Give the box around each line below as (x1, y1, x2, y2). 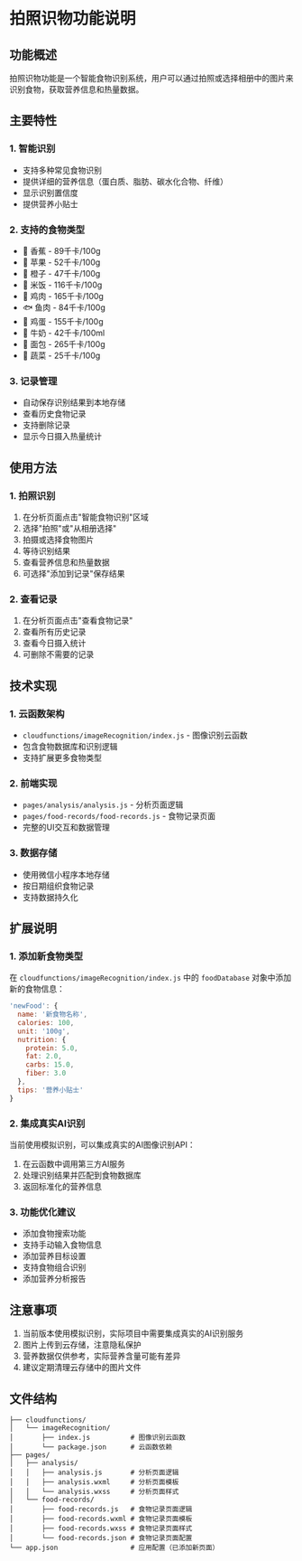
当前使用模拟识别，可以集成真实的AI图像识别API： (9, 1140, 196, 1151)
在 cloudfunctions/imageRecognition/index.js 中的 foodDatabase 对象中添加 (9, 973, 292, 983)
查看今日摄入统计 (22, 638, 87, 649)
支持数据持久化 (22, 891, 78, 902)
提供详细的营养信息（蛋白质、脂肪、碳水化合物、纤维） (22, 175, 228, 186)
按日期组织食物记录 (22, 880, 95, 891)
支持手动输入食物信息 (22, 1239, 102, 1250)
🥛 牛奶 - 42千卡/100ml (22, 327, 105, 338)
